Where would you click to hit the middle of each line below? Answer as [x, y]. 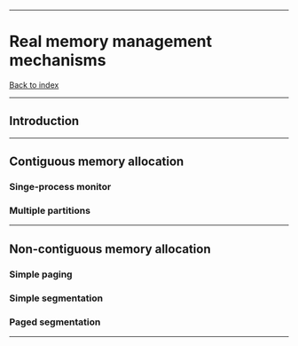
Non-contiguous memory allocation [110, 249]
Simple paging [41, 274]
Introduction [44, 121]
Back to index [34, 84]
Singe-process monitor [60, 187]
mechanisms [58, 61]
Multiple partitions [50, 210]
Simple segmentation [56, 298]
